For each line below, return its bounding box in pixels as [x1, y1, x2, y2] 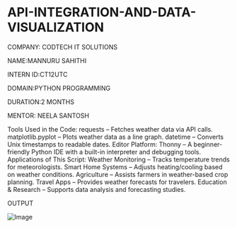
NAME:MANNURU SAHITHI [7, 56, 87, 64]
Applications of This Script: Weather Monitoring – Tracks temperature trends [7, 155, 230, 164]
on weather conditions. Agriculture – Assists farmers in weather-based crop [7, 170, 229, 178]
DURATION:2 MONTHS [7, 97, 74, 106]
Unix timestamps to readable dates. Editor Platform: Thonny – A [7, 139, 192, 149]
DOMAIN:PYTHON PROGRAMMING [7, 84, 111, 92]
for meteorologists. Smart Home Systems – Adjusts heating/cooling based [7, 162, 223, 171]
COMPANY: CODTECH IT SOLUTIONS [7, 42, 118, 51]
